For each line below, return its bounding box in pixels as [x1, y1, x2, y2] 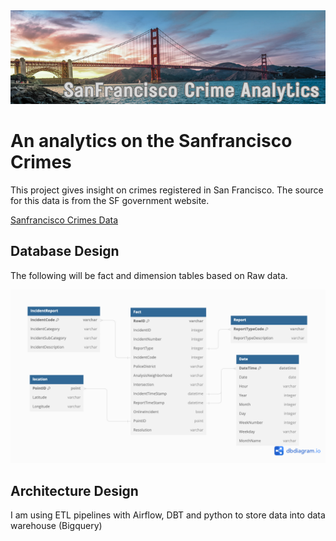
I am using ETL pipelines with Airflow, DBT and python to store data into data [10, 509, 326, 521]
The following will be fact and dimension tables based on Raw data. [10, 269, 288, 281]
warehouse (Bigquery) [10, 520, 103, 532]
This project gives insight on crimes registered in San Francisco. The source [10, 184, 324, 196]
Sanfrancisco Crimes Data [10, 214, 119, 226]
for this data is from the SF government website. [10, 194, 210, 206]
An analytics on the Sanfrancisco [10, 130, 293, 153]
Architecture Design [10, 482, 139, 499]
